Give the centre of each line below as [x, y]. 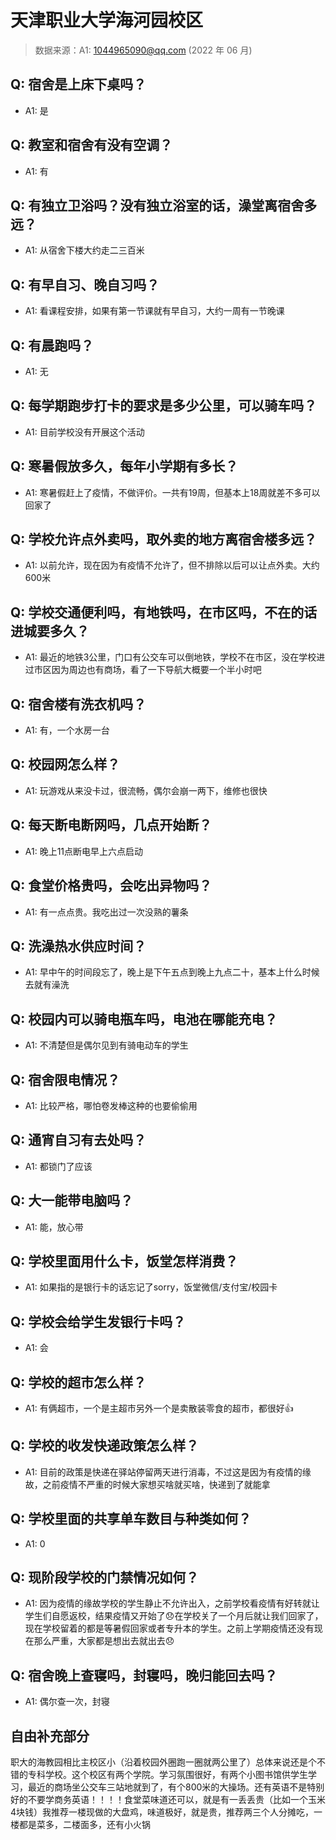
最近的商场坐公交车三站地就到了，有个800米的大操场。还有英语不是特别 [176, 1787]
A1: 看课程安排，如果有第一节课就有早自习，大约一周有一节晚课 [154, 311]
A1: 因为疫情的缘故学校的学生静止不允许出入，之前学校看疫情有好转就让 [172, 1603]
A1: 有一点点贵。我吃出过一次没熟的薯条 [106, 912]
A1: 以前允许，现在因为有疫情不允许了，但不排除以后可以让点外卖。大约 [172, 565]
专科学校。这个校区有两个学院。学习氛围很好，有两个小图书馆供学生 [167, 1775]
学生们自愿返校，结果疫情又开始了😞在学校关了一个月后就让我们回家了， [174, 1616]
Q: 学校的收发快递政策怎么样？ [105, 1446]
